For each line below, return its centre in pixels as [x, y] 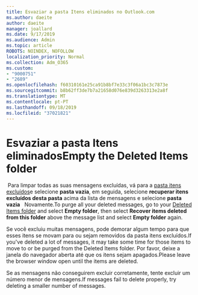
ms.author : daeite [29, 18]
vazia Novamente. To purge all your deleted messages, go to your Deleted [99, 205]
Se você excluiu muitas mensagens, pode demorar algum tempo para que [98, 229]
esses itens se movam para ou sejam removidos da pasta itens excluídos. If [99, 236]
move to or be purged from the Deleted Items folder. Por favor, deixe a [93, 248]
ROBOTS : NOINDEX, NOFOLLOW [40, 51]
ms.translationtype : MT [36, 96]
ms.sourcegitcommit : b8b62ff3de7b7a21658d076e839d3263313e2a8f [87, 91]
